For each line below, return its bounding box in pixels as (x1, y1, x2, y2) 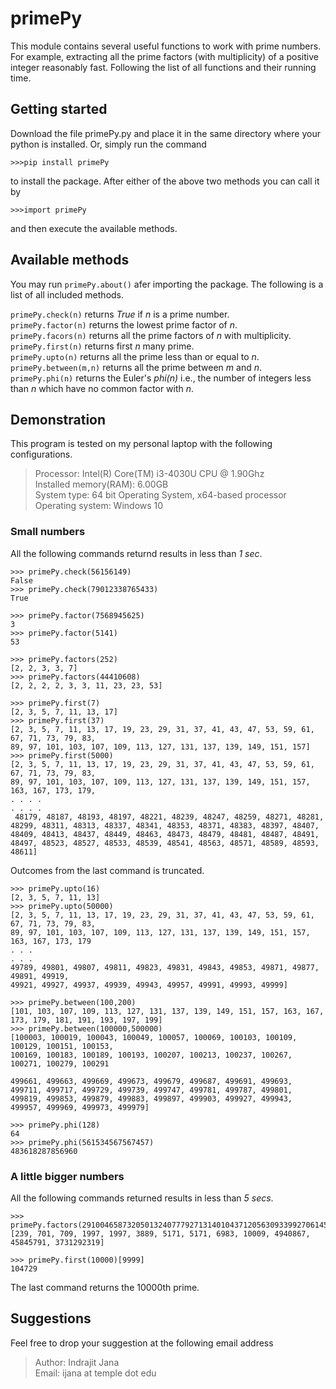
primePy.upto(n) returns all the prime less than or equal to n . (10, 350, 260, 362)
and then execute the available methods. (10, 222, 178, 234)
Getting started (10, 101, 108, 118)
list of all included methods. (10, 288, 125, 301)
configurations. (10, 448, 73, 461)
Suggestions (10, 1310, 92, 1327)
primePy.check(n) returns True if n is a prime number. (10, 308, 230, 320)
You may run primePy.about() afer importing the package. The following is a (10, 278, 324, 290)
